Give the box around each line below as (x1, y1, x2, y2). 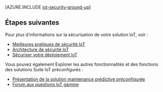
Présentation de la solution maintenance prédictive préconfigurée (12, 76, 145, 82)
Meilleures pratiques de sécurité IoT (12, 41, 85, 47)
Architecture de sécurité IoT (12, 46, 69, 52)
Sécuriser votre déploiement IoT (12, 51, 78, 57)
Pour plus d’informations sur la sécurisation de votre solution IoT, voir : (5, 32, 149, 38)
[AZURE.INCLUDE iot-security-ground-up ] (5, 4, 91, 10)
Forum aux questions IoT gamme (12, 81, 79, 87)
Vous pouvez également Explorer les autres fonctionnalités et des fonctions (5, 61, 159, 67)
